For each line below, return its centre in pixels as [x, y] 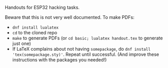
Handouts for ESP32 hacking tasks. [42, 7]
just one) [22, 43]
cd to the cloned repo [35, 32]
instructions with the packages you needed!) [59, 60]
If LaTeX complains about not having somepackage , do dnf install [81, 49]
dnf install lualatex [35, 28]
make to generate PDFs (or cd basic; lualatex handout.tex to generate [87, 38]
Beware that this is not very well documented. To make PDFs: [70, 17]
